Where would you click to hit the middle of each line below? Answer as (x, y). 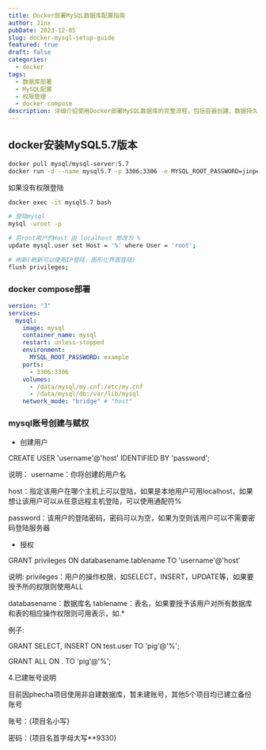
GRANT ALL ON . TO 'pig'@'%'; (60, 661)
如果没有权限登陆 (36, 187)
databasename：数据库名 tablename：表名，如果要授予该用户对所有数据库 (130, 603)
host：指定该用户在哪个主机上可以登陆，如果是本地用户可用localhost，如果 (131, 491)
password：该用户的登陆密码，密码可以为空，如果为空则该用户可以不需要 (128, 517)
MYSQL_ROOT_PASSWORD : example (79, 358)
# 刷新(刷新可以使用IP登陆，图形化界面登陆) (72, 259)
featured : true (33, 45)
